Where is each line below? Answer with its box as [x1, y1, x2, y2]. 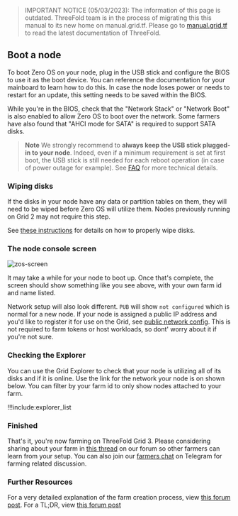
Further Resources [7, 477, 73, 487]
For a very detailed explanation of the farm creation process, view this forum [7, 493, 231, 502]
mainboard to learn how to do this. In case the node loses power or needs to [7, 83, 230, 92]
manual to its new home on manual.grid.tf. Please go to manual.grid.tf [24, 21, 228, 29]
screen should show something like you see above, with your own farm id [7, 281, 222, 290]
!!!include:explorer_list [7, 402, 72, 411]
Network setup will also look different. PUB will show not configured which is [7, 302, 230, 311]
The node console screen [7, 244, 97, 254]
